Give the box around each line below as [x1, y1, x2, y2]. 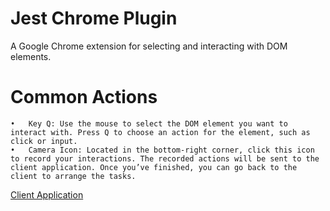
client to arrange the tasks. [10, 171, 137, 181]
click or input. [10, 136, 78, 146]
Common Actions [10, 86, 158, 109]
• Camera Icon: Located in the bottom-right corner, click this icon [10, 145, 315, 155]
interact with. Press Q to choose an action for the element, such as [10, 127, 311, 137]
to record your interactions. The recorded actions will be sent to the [10, 153, 320, 164]
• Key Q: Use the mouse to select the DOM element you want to [10, 118, 288, 129]
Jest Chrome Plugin [10, 7, 178, 30]
